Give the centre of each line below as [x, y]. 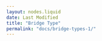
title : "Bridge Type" [34, 23]
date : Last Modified [32, 17]
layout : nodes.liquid [34, 12]
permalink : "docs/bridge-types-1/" [51, 29]
